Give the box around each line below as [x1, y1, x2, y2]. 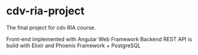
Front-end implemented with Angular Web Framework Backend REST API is [6, 35, 193, 42]
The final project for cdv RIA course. [6, 24, 96, 31]
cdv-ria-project [6, 4, 85, 18]
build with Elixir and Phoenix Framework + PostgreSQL [6, 42, 141, 49]
